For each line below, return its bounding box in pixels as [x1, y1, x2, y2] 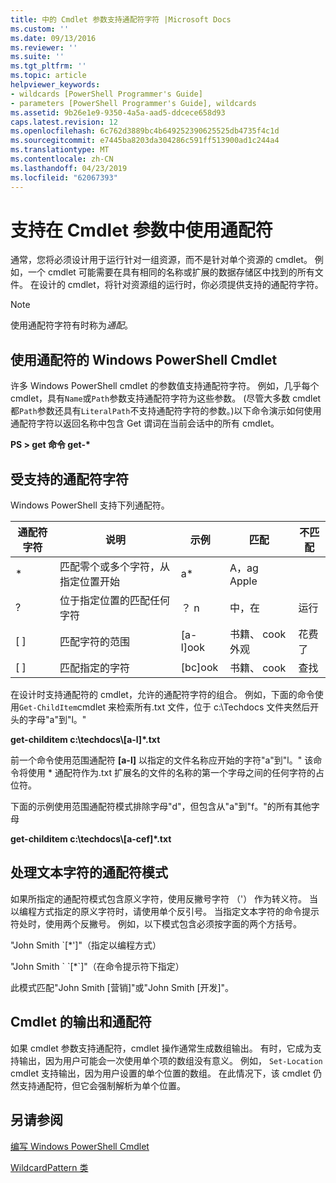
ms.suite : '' [10, 52, 65, 62]
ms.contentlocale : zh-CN [10, 154, 114, 164]
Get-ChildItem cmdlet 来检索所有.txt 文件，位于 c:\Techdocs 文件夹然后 [19, 701, 311, 713]
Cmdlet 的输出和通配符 [10, 1014, 152, 1031]
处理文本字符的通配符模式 [10, 864, 168, 881]
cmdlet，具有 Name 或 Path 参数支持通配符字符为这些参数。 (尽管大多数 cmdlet [10, 392, 322, 405]
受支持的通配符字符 [10, 471, 129, 488]
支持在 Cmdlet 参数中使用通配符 [10, 219, 273, 241]
